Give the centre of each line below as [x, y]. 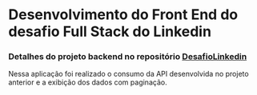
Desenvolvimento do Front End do [123, 15]
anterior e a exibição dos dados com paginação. [88, 82]
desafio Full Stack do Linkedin [110, 32]
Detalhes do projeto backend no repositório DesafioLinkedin [128, 57]
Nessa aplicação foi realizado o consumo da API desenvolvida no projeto [129, 74]
